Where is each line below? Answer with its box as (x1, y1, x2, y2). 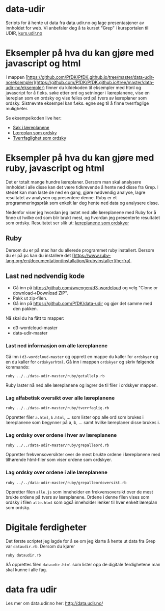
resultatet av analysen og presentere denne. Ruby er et (5, 194, 117, 200)
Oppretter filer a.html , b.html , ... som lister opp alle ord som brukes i (5, 414, 144, 420)
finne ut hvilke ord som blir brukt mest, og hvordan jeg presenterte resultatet (5, 214, 160, 220)
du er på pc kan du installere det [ (5, 252, 74, 258)
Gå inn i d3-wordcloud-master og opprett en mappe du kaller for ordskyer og (5, 353, 159, 360)
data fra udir (5, 584, 57, 595)
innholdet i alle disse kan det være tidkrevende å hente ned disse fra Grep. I (5, 184, 159, 190)
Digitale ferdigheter (5, 521, 87, 533)
